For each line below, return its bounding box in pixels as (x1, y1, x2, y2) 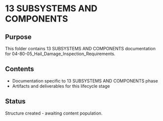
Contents (5, 65, 34, 73)
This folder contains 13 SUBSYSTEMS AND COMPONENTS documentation (5, 46, 156, 51)
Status (5, 97, 26, 105)
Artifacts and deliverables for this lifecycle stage (12, 83, 110, 89)
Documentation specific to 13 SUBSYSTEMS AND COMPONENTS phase (12, 78, 158, 83)
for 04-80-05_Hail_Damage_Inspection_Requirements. (5, 51, 115, 57)
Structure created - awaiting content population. (5, 110, 103, 116)
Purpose (5, 33, 32, 41)
